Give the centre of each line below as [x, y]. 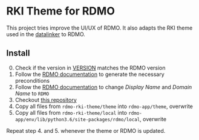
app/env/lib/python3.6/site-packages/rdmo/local [77, 119]
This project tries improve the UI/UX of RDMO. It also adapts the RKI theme [99, 28]
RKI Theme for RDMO [60, 11]
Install [18, 53]
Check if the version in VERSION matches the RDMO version [90, 68]
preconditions [32, 80]
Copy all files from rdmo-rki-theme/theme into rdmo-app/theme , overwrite [104, 106]
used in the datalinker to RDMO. [46, 34]
